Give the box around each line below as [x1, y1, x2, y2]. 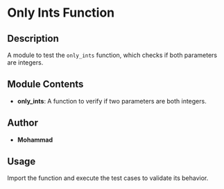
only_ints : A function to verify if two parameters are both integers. [17, 97, 207, 105]
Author [7, 117, 38, 129]
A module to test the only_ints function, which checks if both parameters [7, 51, 218, 59]
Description [7, 33, 59, 44]
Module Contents [7, 79, 84, 90]
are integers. [7, 58, 44, 67]
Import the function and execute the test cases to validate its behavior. [7, 174, 209, 182]
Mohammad [17, 135, 53, 144]
